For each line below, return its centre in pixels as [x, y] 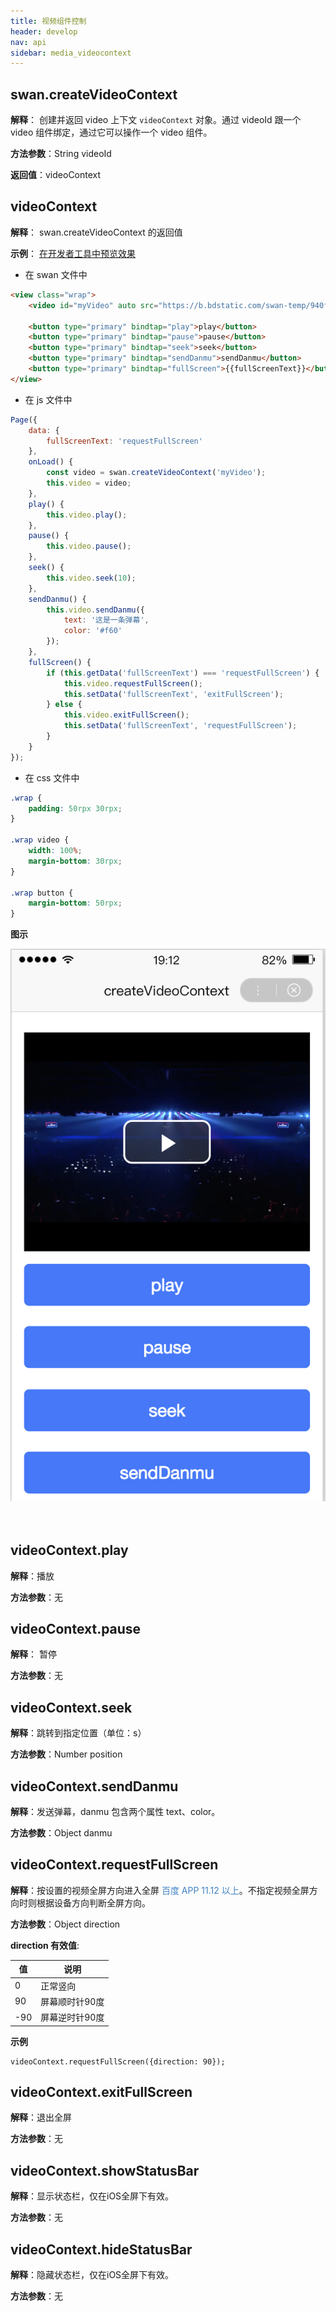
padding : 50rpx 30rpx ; [75, 808]
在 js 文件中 [48, 399]
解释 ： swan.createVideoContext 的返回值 [96, 232]
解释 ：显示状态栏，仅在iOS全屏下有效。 [92, 2196]
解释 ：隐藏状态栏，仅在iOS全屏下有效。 [92, 2275]
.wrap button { [42, 893]
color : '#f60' [93, 631]
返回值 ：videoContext [56, 175]
